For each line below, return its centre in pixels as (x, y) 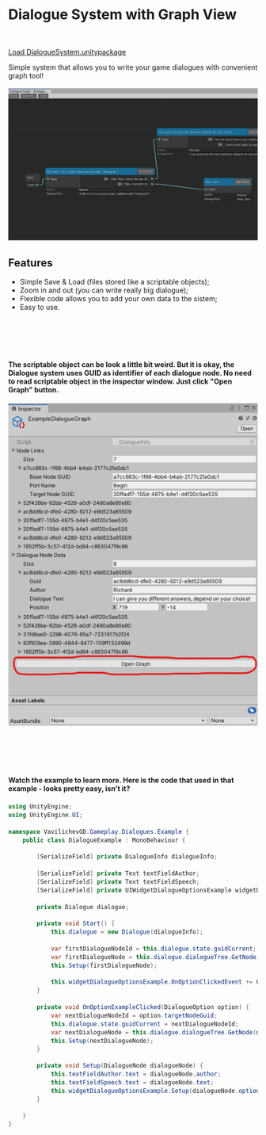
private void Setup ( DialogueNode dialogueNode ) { (120, 1066)
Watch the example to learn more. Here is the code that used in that (121, 780)
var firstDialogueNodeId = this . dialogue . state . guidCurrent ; (154, 949)
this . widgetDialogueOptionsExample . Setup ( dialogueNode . (144, 1091)
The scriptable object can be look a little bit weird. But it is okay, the (122, 365)
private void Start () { (76, 924)
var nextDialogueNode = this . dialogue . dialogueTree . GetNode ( (154, 1032)
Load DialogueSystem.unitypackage (67, 52)
